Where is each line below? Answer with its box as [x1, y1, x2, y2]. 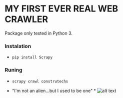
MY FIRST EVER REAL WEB [4, 3, 118, 14]
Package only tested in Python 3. [4, 30, 73, 36]
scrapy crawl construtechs [11, 78, 68, 84]
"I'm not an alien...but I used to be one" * [11, 87, 96, 93]
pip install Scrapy [11, 55, 53, 60]
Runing [4, 66, 23, 73]
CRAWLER [4, 13, 48, 25]
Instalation [4, 42, 31, 49]
